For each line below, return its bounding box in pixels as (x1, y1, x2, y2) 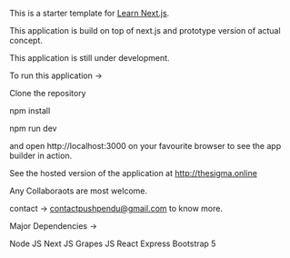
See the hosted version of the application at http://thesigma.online (9, 168, 257, 178)
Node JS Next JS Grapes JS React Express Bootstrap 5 (9, 238, 216, 249)
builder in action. (9, 150, 73, 161)
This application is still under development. (9, 53, 170, 63)
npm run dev (9, 123, 57, 134)
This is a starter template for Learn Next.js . (9, 8, 170, 18)
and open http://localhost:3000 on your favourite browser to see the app (9, 141, 282, 151)
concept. (9, 35, 44, 45)
